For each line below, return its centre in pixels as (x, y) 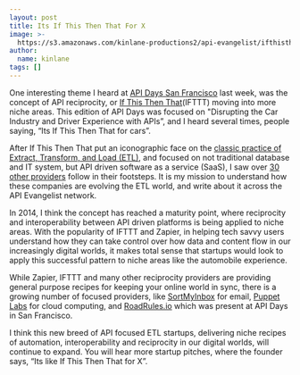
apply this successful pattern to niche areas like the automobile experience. (148, 260)
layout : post (33, 17)
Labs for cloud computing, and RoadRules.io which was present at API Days (149, 305)
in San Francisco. (41, 315)
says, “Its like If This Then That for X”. (79, 361)
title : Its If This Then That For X (77, 26)
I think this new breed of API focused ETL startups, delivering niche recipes (148, 332)
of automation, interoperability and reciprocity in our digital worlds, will (139, 342)
